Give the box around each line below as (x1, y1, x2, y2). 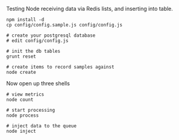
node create (6, 69, 36, 75)
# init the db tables (6, 48, 61, 54)
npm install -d (6, 17, 45, 23)
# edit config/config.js (6, 38, 69, 44)
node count (6, 97, 34, 103)
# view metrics (6, 91, 45, 97)
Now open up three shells (6, 80, 71, 87)
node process (6, 112, 39, 118)
